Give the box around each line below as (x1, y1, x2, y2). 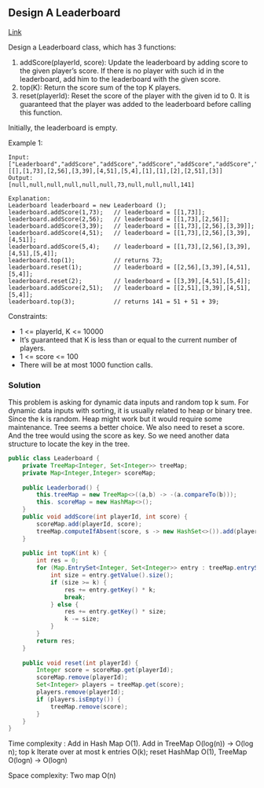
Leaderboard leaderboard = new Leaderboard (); (8, 201, 167, 209)
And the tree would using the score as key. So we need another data (8, 431, 229, 441)
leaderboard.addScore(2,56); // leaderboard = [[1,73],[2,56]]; (8, 215, 230, 223)
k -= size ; (64, 615, 101, 623)
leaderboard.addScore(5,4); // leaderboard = (8, 243, 170, 251)
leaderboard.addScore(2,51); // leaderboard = (8, 284, 170, 291)
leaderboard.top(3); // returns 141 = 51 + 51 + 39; (8, 298, 220, 306)
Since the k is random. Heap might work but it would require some (8, 414, 222, 423)
